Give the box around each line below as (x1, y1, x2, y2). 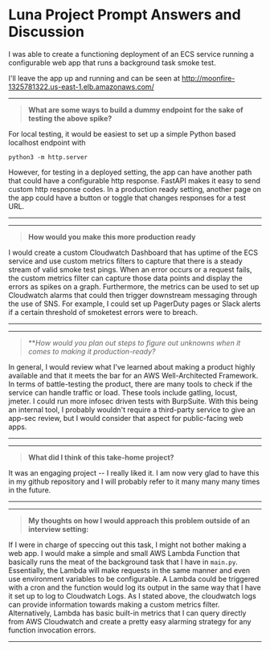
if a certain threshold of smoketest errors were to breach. (8, 307, 198, 317)
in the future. (8, 484, 51, 495)
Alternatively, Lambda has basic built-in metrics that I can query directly (8, 608, 247, 618)
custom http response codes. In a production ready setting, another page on (8, 184, 261, 194)
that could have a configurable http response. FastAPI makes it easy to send (8, 175, 261, 186)
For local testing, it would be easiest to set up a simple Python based (8, 129, 236, 138)
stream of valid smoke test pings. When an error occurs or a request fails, (8, 264, 252, 274)
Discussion (8, 22, 84, 41)
